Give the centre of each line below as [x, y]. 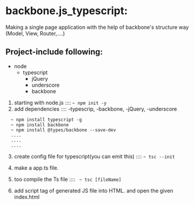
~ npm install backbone [40, 125]
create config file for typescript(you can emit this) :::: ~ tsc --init [95, 156]
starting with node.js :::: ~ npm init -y [60, 102]
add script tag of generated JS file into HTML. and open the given [94, 190]
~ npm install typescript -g [46, 120]
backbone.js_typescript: [67, 11]
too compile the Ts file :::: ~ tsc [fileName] [68, 179]
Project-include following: [54, 52]
